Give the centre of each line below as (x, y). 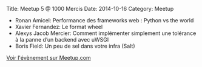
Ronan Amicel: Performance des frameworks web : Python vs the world (104, 20)
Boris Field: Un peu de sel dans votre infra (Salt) (75, 46)
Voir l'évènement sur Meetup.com (49, 58)
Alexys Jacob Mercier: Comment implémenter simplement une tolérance (106, 33)
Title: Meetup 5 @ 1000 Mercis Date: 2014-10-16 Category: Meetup (90, 9)
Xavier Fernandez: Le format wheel (59, 27)
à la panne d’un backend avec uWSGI (62, 40)
